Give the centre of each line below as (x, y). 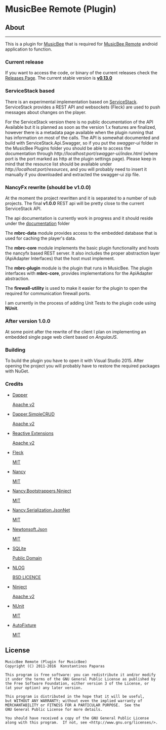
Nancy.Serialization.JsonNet (41, 510)
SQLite (19, 548)
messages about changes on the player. (46, 112)
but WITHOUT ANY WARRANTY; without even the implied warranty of (74, 701)
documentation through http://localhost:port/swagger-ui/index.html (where (82, 153)
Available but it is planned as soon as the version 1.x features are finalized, (81, 127)
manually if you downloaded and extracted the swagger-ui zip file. (73, 174)
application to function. (29, 49)
